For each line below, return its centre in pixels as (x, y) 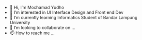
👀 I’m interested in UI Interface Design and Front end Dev (66, 12)
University (20, 22)
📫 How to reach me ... (32, 33)
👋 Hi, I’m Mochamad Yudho (37, 7)
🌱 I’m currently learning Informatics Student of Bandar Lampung (73, 17)
